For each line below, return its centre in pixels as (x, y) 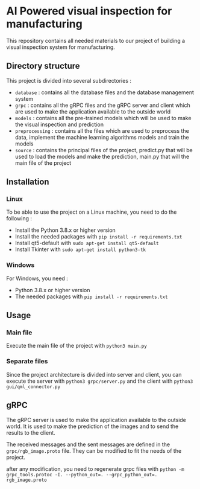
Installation (28, 182)
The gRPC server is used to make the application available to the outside (96, 420)
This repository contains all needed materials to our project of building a (96, 40)
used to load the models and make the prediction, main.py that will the (102, 156)
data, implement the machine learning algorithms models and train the (102, 137)
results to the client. (31, 432)
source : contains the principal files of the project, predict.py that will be (104, 150)
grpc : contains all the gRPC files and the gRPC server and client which (103, 105)
